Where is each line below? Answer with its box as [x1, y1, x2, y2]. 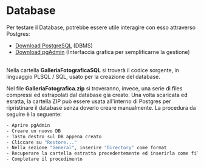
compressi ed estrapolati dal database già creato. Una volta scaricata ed [6, 91, 188, 98]
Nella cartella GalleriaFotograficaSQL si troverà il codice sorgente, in [6, 66, 180, 73]
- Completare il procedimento [6, 156, 83, 163]
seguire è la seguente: [6, 110, 62, 118]
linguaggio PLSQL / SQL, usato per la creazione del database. [6, 73, 161, 80]
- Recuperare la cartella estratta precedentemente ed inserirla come [6, 150, 189, 156]
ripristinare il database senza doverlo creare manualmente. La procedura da [6, 104, 196, 111]
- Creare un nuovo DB [6, 128, 61, 134]
